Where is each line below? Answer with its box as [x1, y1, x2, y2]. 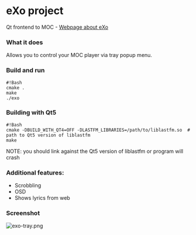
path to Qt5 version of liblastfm [6, 132, 91, 138]
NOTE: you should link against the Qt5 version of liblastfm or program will [6, 147, 184, 155]
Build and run [6, 66, 45, 75]
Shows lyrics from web [14, 194, 70, 202]
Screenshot [6, 209, 40, 217]
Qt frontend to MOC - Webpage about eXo [6, 23, 109, 31]
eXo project [6, 4, 64, 18]
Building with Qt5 [6, 109, 57, 117]
